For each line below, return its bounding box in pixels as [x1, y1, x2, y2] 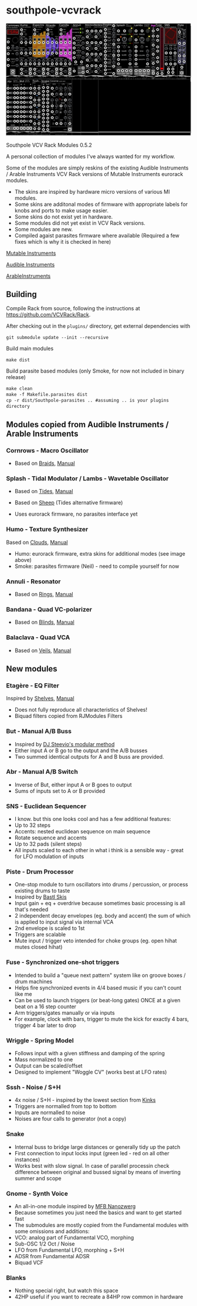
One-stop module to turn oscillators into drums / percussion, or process [14, 881, 189, 888]
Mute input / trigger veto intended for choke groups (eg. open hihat [14, 937, 177, 945]
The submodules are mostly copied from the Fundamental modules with [14, 1221, 189, 1228]
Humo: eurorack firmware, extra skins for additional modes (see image [14, 550, 186, 557]
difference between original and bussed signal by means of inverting [14, 1168, 181, 1175]
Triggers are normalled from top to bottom [14, 1103, 117, 1110]
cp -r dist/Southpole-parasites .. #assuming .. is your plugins [6, 398, 169, 404]
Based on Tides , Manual [14, 488, 73, 495]
